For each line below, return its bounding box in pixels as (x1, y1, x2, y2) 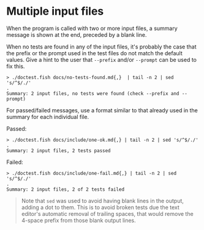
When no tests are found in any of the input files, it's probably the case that (6, 43, 197, 50)
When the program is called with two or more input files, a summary (6, 25, 178, 32)
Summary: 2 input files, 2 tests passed (6, 147, 111, 154)
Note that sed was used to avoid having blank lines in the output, (21, 197, 184, 204)
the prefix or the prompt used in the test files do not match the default (6, 49, 183, 56)
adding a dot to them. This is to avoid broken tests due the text (21, 204, 179, 211)
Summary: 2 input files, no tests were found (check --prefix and (6, 90, 179, 96)
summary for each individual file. (6, 113, 89, 120)
